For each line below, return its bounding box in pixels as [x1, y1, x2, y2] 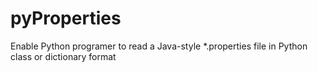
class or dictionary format [10, 50, 117, 62]
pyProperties [10, 7, 122, 30]
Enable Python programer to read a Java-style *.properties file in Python [10, 40, 308, 52]
